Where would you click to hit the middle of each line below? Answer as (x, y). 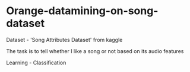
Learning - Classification (36, 63)
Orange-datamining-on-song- (82, 11)
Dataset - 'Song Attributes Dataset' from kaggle (64, 40)
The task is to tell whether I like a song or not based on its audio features (95, 51)
